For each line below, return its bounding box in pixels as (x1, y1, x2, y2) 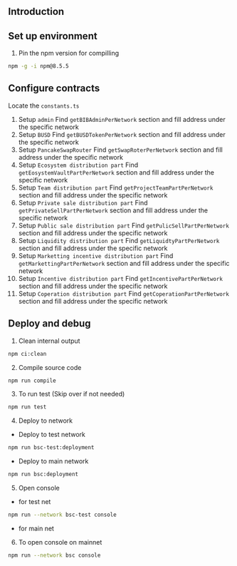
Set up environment (8, 30, 98, 42)
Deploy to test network (18, 431, 86, 439)
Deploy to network (18, 416, 73, 425)
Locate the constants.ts (8, 101, 80, 110)
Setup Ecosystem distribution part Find (18, 160, 139, 169)
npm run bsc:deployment (8, 470, 79, 478)
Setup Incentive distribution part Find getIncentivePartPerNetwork (18, 274, 223, 282)
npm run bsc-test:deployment (8, 444, 95, 451)
